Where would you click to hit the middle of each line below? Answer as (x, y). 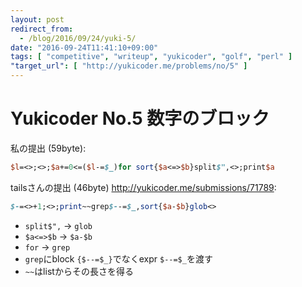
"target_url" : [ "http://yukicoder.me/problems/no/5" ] (129, 66)
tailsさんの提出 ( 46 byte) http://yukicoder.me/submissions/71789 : (143, 187)
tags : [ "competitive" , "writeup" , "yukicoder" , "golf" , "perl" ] (151, 57)
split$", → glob (58, 225)
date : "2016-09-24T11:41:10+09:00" (84, 47)
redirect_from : (42, 29)
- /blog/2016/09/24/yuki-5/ (78, 38)
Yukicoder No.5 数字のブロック (140, 118)
